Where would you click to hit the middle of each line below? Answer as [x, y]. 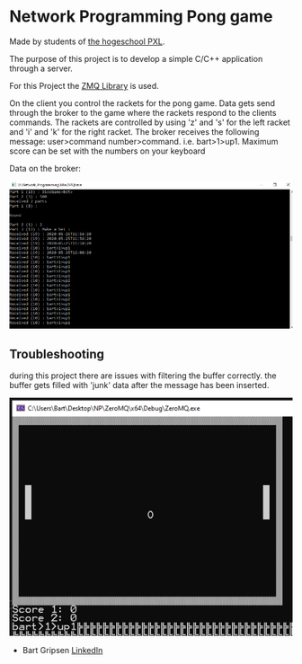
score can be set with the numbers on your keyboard [107, 151]
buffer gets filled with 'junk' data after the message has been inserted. [139, 385]
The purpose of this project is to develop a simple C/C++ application [136, 58]
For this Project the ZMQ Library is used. [84, 85]
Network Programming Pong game [141, 17]
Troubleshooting [57, 354]
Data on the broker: [45, 168]
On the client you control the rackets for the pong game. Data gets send [142, 103]
